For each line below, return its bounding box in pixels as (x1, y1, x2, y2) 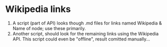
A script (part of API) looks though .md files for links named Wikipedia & (12, 20, 162, 26)
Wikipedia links (5, 3, 71, 15)
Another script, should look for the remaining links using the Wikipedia (12, 30, 159, 36)
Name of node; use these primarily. (12, 25, 86, 31)
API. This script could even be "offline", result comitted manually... (12, 36, 150, 42)
